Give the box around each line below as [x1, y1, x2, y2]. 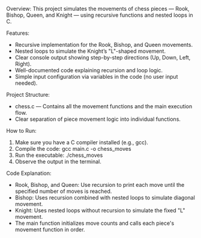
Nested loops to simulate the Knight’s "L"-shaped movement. [14, 47, 166, 55]
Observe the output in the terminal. [14, 158, 102, 165]
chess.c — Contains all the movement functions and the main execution [14, 103, 193, 110]
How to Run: [6, 127, 37, 134]
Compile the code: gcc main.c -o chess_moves [14, 145, 131, 152]
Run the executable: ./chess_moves [14, 151, 103, 159]
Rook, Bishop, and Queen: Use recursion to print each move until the [14, 182, 185, 188]
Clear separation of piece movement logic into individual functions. [14, 115, 181, 123]
